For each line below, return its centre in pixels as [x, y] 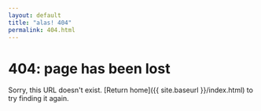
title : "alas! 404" [40, 23]
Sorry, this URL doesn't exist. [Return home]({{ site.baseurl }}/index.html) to [131, 90]
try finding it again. [39, 98]
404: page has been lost [89, 68]
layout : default [35, 15]
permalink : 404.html [42, 30]
